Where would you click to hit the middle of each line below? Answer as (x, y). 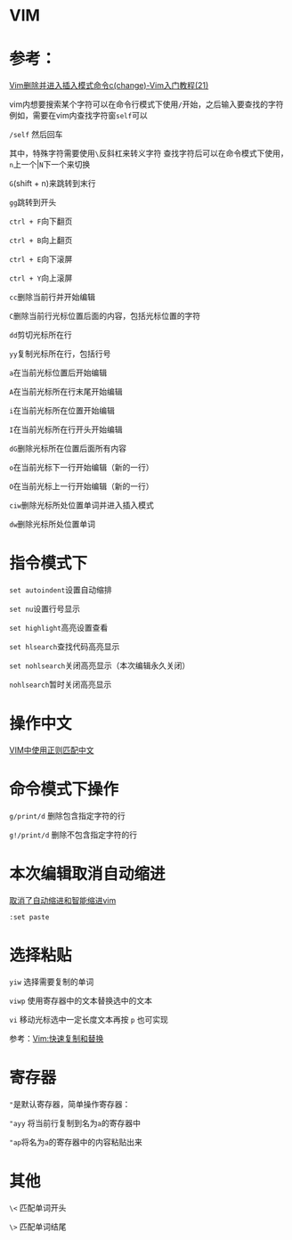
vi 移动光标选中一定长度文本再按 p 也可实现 (89, 1019)
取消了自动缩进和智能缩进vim (63, 900)
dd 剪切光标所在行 (41, 335)
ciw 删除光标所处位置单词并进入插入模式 (81, 505)
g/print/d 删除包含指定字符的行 (68, 815)
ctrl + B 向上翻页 (41, 241)
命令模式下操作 (64, 790)
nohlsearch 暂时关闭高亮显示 (61, 685)
